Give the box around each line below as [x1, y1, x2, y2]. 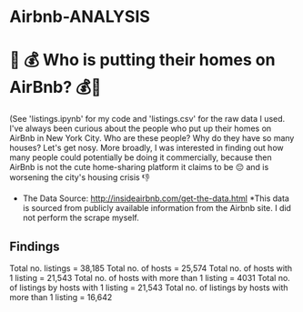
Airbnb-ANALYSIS [9, 6, 150, 27]
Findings [9, 238, 61, 254]
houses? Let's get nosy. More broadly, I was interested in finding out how [9, 143, 284, 154]
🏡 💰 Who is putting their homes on [9, 50, 276, 70]
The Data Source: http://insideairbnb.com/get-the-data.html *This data [22, 193, 289, 204]
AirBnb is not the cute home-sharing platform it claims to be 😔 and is [9, 162, 269, 173]
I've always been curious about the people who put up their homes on [9, 123, 272, 134]
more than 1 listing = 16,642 [9, 291, 113, 302]
